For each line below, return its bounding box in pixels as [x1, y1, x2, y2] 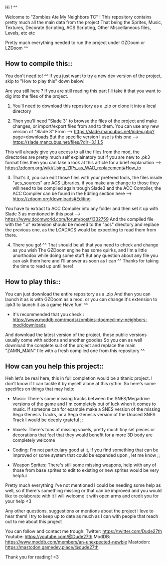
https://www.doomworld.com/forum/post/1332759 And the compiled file [5, 216, 154, 222]
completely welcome [12, 437, 56, 443]
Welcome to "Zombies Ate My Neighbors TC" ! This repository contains [5, 14, 152, 20]
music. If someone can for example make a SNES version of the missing [12, 406, 161, 412]
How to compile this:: [5, 60, 73, 68]
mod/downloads [12, 322, 46, 328]
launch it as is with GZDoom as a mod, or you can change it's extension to [5, 296, 158, 302]
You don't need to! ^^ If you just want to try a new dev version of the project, [5, 73, 162, 79]
